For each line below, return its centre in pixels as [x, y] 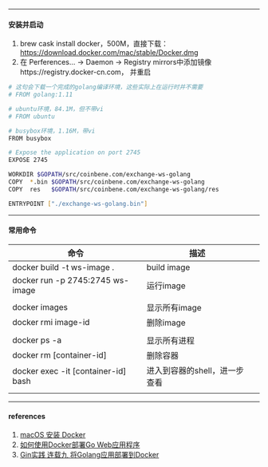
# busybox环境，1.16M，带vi [52, 131]
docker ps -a [37, 340]
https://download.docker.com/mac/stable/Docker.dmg [109, 53]
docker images [40, 307]
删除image [166, 323]
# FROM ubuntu [32, 117]
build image [168, 267]
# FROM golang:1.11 [41, 95]
